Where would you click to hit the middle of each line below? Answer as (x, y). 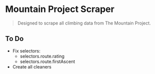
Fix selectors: (26, 50)
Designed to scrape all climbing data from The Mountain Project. (84, 23)
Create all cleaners (32, 66)
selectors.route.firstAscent (47, 61)
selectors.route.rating (42, 56)
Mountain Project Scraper (60, 9)
